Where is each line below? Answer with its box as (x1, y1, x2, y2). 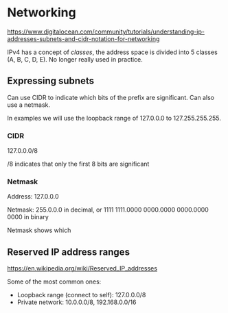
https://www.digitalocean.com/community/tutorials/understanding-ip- (7, 27, 205, 36)
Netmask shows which (7, 226, 71, 234)
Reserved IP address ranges (7, 246, 130, 258)
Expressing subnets (7, 75, 95, 87)
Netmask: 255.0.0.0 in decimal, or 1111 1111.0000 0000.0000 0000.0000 (7, 205, 209, 214)
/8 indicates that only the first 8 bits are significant (7, 160, 150, 168)
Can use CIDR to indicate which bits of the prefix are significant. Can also (7, 93, 215, 101)
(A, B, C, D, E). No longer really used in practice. (7, 55, 143, 63)
